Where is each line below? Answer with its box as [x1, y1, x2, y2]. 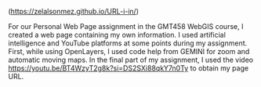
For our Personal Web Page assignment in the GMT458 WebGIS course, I [8, 22, 244, 31]
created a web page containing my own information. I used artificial [8, 31, 226, 39]
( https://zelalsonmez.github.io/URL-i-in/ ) [8, 7, 140, 16]
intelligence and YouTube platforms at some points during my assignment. [8, 38, 248, 48]
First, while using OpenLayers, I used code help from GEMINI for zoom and [8, 47, 250, 56]
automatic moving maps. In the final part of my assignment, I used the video [8, 55, 253, 64]
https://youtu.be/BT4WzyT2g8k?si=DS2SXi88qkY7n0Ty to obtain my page [8, 63, 249, 73]
